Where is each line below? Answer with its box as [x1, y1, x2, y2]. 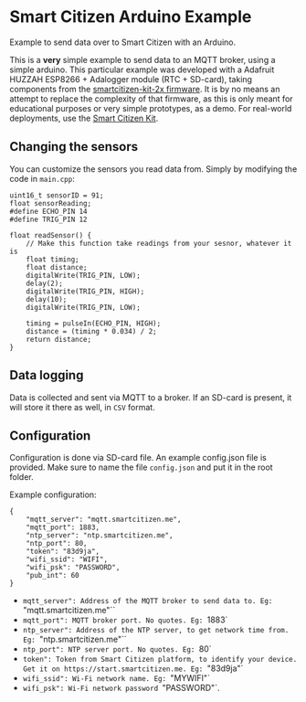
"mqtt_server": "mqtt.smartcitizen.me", [26, 515, 182, 525]
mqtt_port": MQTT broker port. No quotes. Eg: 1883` [22, 614, 228, 625]
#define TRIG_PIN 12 [9, 215, 89, 224]
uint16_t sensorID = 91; [9, 190, 104, 200]
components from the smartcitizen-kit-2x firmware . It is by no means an [9, 83, 280, 94]
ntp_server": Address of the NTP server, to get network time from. [22, 626, 290, 635]
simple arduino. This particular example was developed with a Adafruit [9, 64, 275, 75]
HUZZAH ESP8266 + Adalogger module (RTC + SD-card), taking [9, 73, 253, 84]
